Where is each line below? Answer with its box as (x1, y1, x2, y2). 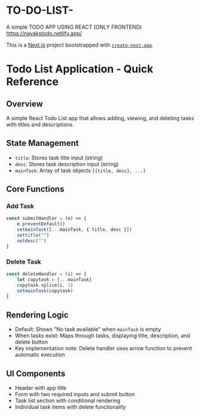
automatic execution (14, 351, 66, 359)
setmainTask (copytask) (17, 287, 73, 293)
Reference (6, 75, 59, 88)
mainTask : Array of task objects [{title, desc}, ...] (14, 167, 146, 174)
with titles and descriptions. (6, 121, 75, 128)
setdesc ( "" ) (17, 237, 47, 244)
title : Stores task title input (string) (14, 154, 103, 161)
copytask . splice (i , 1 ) (17, 282, 73, 288)
